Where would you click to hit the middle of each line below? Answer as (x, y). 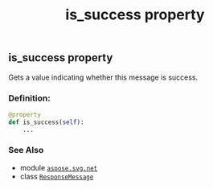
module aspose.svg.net (59, 167)
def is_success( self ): (46, 122)
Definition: (29, 98)
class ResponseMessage (57, 176)
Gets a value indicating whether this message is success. (103, 77)
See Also (26, 150)
